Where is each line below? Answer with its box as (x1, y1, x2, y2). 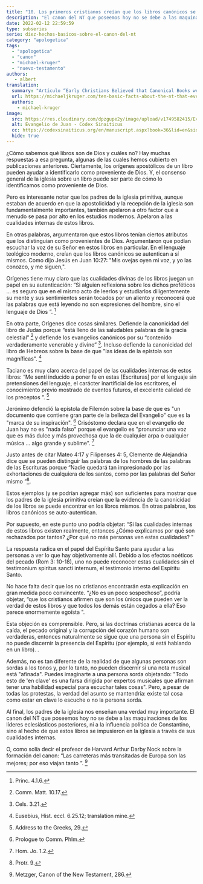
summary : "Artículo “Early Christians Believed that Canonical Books (11, 88, 190, 94)
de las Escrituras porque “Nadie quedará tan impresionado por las (6, 464, 171, 471)
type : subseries (6, 25, 47, 32)
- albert (14, 76, 36, 82)
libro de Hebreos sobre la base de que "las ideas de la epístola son (6, 347, 173, 354)
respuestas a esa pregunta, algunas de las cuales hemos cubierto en (6, 156, 178, 163)
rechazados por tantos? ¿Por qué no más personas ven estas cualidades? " (6, 534, 194, 541)
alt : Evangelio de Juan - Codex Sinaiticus (11, 122, 123, 128)
